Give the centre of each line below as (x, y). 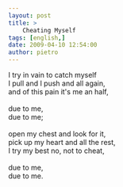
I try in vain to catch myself (52, 75)
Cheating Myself (50, 30)
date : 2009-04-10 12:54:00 (53, 45)
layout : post (30, 15)
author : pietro (33, 52)
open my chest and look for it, (57, 134)
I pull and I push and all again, (57, 83)
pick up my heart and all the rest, (62, 142)
